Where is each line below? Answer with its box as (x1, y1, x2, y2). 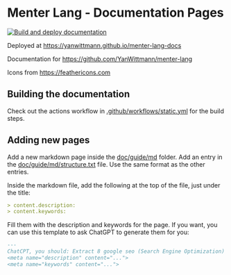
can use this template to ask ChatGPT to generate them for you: (7, 228, 189, 237)
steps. (7, 114, 25, 122)
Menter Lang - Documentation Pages (7, 5, 224, 21)
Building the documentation (7, 88, 130, 100)
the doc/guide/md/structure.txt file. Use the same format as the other (7, 160, 206, 168)
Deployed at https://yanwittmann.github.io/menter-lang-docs (7, 41, 182, 49)
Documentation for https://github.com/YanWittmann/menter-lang (7, 54, 193, 63)
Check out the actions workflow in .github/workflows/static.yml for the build (7, 106, 224, 115)
